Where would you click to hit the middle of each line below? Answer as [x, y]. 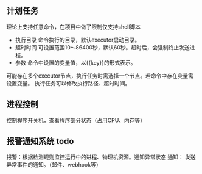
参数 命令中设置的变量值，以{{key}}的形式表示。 [75, 62]
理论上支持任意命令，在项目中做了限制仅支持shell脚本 [74, 27]
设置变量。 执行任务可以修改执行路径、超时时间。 [68, 83]
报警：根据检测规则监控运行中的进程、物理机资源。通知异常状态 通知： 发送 [101, 157]
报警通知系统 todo [40, 141]
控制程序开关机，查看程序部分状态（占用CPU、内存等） [76, 120]
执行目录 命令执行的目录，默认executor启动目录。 [78, 40]
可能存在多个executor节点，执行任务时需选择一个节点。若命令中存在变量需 [100, 76]
